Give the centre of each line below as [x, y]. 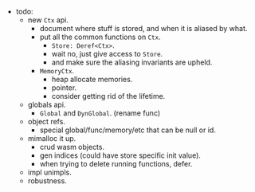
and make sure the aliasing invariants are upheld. [132, 62]
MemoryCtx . [57, 71]
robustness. [47, 181]
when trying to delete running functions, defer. [116, 164]
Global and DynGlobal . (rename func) [100, 113]
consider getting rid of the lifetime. [108, 96]
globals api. [47, 104]
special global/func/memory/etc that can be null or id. [128, 130]
